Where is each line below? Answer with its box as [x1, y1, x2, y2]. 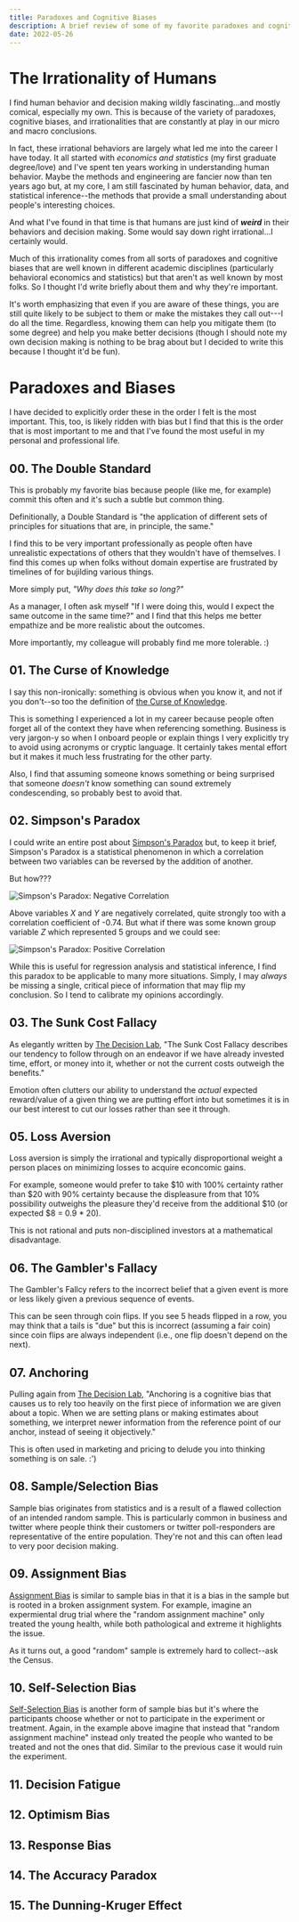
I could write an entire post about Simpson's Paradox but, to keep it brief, [9, 836, 278, 847]
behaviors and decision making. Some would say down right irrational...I [9, 226, 273, 237]
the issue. [9, 1627, 45, 1639]
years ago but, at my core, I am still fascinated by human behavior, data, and [9, 181, 289, 191]
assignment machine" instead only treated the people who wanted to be [9, 1732, 274, 1743]
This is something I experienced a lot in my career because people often [9, 713, 274, 724]
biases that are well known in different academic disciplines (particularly [9, 263, 274, 273]
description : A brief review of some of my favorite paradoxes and [9, 21, 265, 30]
